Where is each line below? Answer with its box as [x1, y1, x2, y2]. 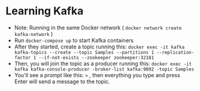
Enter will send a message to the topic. [14, 78, 110, 85]
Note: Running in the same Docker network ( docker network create [14, 24, 182, 31]
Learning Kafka [5, 4, 84, 18]
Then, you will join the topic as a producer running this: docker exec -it [14, 60, 192, 67]
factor [14, 54, 31, 60]
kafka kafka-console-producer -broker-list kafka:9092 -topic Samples [14, 66, 195, 72]
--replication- [156, 49, 195, 55]
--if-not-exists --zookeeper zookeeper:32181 [38, 54, 154, 60]
